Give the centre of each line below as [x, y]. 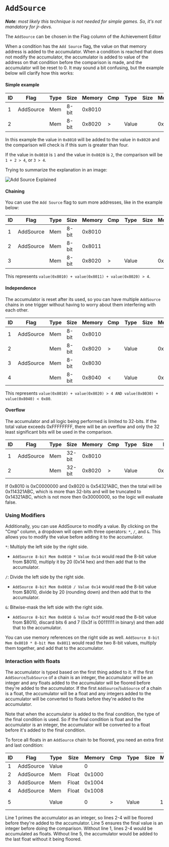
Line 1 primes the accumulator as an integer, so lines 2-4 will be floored [79, 818]
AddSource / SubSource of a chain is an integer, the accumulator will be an [79, 678]
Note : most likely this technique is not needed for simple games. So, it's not [83, 21]
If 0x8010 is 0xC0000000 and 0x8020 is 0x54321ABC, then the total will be [84, 486]
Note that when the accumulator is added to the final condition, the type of [82, 714]
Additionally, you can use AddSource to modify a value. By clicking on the [82, 526]
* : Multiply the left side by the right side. [47, 547]
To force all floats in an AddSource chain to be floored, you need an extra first [84, 740]
